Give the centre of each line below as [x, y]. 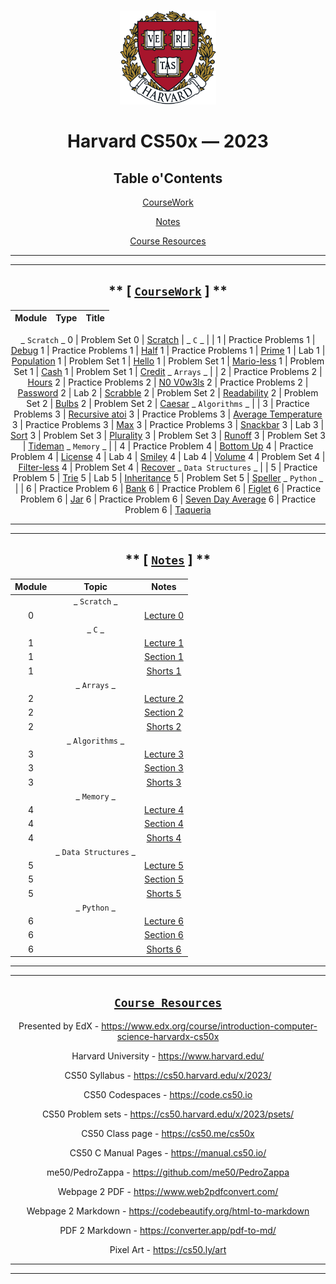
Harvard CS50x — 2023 [168, 141]
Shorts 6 [164, 949]
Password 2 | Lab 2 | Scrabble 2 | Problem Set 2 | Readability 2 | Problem [168, 392]
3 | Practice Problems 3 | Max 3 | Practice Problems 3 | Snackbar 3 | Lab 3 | [168, 424]
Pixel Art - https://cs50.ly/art [168, 1249]
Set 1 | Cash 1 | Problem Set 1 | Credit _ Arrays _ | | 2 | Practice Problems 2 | [168, 371]
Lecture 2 [164, 699]
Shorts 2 [164, 726]
